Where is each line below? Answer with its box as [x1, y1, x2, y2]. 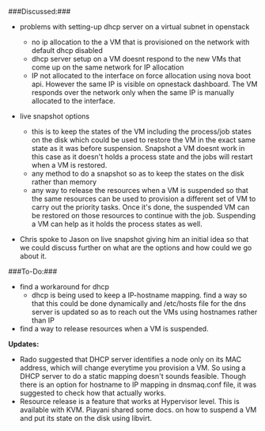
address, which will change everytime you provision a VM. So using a [19, 363, 246, 372]
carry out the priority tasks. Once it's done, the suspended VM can [31, 202, 250, 212]
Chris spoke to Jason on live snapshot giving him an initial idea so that [19, 235, 249, 244]
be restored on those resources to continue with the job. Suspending [31, 211, 256, 220]
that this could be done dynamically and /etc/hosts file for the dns [31, 299, 247, 308]
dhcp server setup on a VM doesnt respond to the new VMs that [31, 55, 241, 63]
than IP [31, 316, 55, 325]
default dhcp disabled [31, 46, 103, 55]
